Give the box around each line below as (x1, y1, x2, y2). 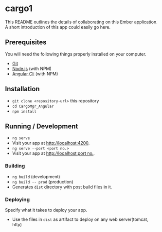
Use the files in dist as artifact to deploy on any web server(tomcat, (12, 216, 148, 222)
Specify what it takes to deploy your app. (5, 207, 88, 213)
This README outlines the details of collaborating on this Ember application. (5, 19, 158, 25)
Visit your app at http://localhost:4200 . (12, 140, 90, 146)
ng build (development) (12, 173, 60, 180)
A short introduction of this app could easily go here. (5, 24, 111, 30)
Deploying (5, 196, 30, 203)
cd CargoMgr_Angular (12, 104, 54, 109)
